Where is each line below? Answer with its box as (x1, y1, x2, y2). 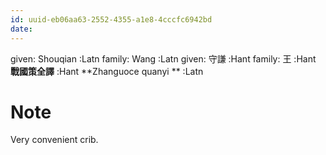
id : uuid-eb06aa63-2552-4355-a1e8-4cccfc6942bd (10, 14, 213, 25)
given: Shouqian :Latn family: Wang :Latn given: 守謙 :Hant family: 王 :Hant (10, 52, 317, 65)
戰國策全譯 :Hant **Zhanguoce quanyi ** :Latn (10, 65, 204, 77)
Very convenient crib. (10, 134, 99, 146)
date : (10, 24, 33, 34)
